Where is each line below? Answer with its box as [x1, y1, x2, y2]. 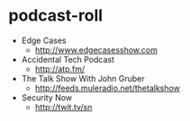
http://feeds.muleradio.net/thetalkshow [34, 82, 181, 93]
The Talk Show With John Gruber [21, 73, 145, 83]
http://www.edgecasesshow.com [34, 44, 158, 55]
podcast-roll [8, 5, 104, 26]
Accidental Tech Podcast [21, 54, 114, 65]
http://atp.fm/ [34, 64, 86, 74]
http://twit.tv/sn [34, 101, 93, 112]
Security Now [21, 91, 73, 103]
